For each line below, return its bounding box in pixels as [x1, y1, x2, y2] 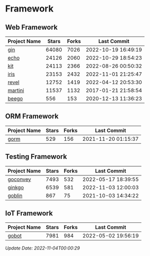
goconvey [8, 176, 32, 183]
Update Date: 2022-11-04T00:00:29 [5, 245, 80, 251]
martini [8, 87, 24, 94]
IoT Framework [5, 209, 53, 218]
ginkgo [8, 184, 24, 191]
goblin [8, 192, 23, 199]
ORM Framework [5, 112, 59, 121]
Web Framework [5, 23, 58, 32]
